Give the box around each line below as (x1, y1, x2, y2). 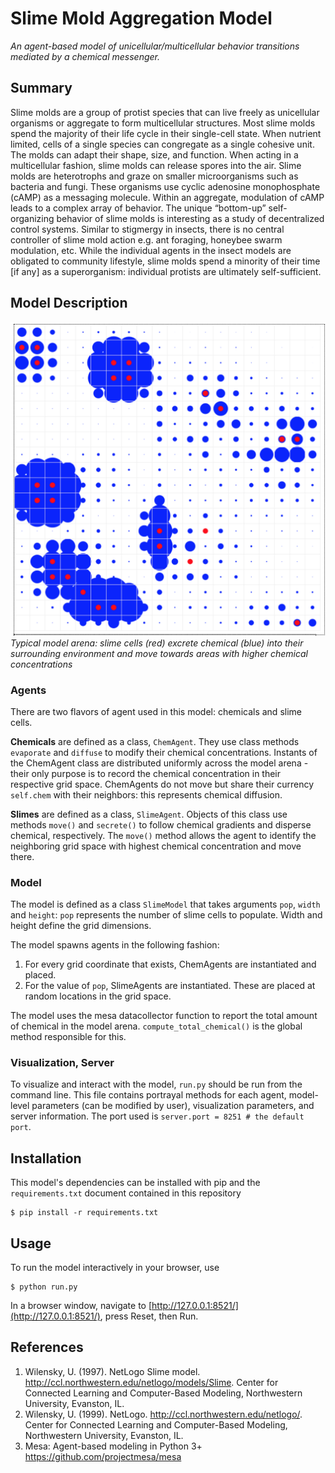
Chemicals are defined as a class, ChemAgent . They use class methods (10, 735, 300, 747)
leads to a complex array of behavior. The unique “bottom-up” (10, 202, 267, 214)
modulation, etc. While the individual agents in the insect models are (10, 244, 292, 256)
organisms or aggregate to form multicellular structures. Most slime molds (10, 117, 316, 129)
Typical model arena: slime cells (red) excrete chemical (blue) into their (10, 637, 304, 649)
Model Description (10, 295, 128, 312)
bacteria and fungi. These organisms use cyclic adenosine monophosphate (10, 180, 321, 192)
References (10, 1339, 84, 1356)
